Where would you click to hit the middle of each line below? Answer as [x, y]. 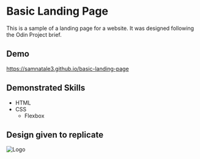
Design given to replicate [55, 135]
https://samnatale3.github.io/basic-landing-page [68, 68]
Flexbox [34, 116]
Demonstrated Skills [46, 88]
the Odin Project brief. [34, 34]
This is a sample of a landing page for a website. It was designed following [100, 28]
